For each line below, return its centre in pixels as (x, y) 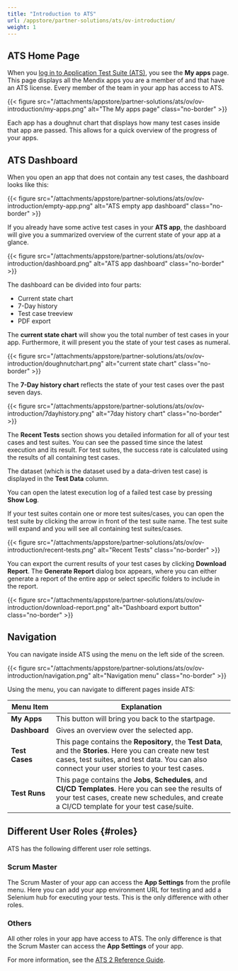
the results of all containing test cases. (64, 457)
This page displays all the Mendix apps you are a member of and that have (116, 80)
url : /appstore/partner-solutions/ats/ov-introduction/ (91, 21)
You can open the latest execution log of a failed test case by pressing (110, 492)
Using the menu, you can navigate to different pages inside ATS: (101, 689)
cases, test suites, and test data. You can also (131, 759)
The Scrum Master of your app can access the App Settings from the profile (119, 882)
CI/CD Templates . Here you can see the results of (139, 788)
